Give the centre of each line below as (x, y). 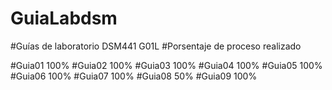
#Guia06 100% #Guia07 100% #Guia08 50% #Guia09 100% (134, 76)
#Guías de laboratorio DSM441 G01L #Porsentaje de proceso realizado (156, 46)
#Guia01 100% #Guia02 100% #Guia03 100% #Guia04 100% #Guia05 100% (166, 65)
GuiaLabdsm (64, 18)
